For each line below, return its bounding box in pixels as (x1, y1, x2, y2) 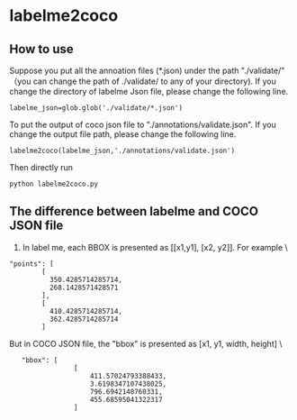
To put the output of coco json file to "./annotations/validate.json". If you (9, 119, 276, 130)
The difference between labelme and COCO (9, 204, 259, 219)
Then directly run (9, 162, 74, 172)
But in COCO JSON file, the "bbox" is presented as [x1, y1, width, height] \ (9, 338, 283, 349)
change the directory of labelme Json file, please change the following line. (9, 87, 289, 96)
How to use (9, 41, 74, 57)
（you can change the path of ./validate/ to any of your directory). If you (9, 76, 276, 87)
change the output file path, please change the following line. (9, 129, 237, 140)
